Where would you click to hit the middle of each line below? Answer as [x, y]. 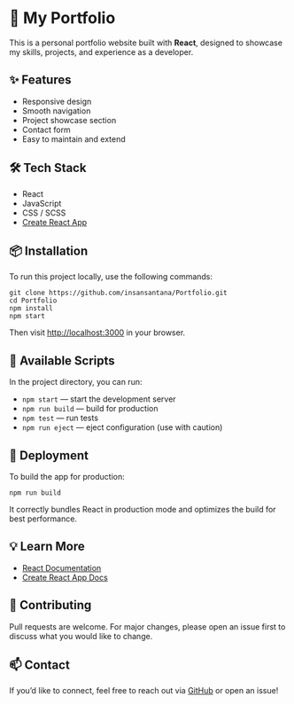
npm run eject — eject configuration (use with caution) [122, 427]
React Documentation [62, 567]
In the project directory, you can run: [76, 382]
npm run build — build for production [90, 409]
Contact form [46, 129]
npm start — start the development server [99, 399]
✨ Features [40, 80]
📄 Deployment [49, 455]
